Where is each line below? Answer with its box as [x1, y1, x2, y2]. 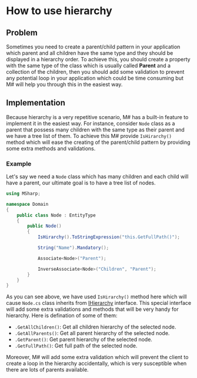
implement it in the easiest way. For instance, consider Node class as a [6, 120, 175, 127]
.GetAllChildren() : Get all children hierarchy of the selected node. [14, 323, 176, 331]
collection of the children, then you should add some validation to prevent [6, 68, 185, 75]
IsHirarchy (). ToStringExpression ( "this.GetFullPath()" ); [37, 234, 181, 240]
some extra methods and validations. [6, 144, 96, 152]
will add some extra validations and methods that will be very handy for [6, 305, 179, 313]
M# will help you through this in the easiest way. [6, 81, 123, 88]
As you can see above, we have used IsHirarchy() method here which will [6, 293, 187, 300]
